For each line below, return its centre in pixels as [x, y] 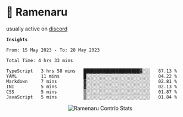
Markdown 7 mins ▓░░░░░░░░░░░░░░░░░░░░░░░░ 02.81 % [92, 81]
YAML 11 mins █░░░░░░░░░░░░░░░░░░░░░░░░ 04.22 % [92, 76]
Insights [17, 39]
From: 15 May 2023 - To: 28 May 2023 [53, 50]
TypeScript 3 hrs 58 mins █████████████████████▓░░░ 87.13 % [92, 71]
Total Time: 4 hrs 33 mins [40, 60]
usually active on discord [37, 29]
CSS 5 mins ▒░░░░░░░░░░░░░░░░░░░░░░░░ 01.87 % [92, 92]
